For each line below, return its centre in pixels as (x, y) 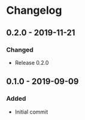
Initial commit (31, 112)
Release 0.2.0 (32, 62)
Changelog (34, 10)
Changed (20, 50)
